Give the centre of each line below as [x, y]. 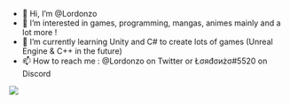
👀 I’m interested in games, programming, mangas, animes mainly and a [151, 23]
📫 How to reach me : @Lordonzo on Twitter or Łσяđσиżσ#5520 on [145, 61]
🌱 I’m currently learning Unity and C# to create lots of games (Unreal [147, 41]
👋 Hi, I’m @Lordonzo [59, 14]
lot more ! [39, 32]
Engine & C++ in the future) [72, 51]
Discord [36, 74]
